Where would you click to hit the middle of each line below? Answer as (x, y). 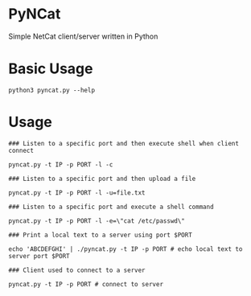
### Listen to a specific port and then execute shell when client (124, 143)
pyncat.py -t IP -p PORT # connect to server (86, 284)
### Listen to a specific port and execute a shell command (111, 207)
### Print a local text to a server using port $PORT (101, 235)
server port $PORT (39, 256)
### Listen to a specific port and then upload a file (102, 179)
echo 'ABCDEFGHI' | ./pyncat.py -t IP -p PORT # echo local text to (125, 249)
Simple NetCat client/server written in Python (83, 36)
